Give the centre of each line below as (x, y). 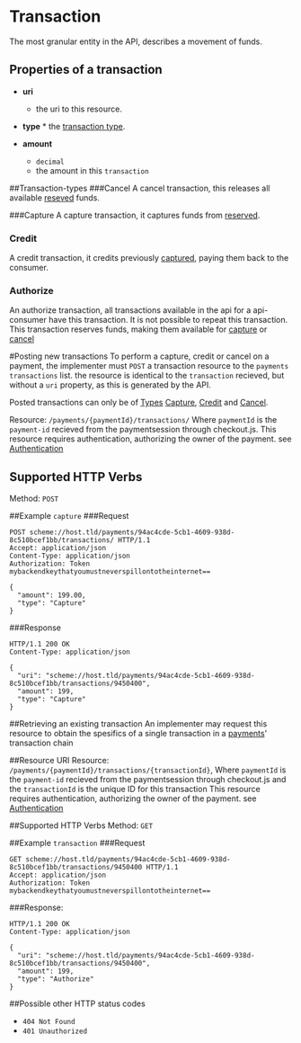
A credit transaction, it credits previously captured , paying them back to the (149, 258)
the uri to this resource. (79, 109)
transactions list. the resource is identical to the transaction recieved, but (147, 376)
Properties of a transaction (86, 70)
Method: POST (34, 499)
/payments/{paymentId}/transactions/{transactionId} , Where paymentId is (148, 770)
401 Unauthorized (55, 1031)
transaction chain (41, 743)
